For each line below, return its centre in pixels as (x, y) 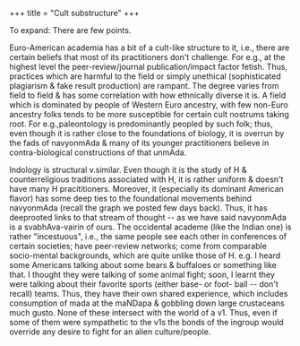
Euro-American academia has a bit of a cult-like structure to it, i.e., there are (150, 48)
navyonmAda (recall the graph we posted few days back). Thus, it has (138, 208)
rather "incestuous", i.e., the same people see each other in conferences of (148, 236)
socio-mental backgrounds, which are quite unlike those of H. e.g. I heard (145, 255)
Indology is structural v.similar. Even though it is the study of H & (128, 170)
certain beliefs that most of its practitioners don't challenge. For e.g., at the (147, 57)
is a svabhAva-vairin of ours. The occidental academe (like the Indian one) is (150, 227)
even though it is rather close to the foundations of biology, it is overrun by (147, 133)
